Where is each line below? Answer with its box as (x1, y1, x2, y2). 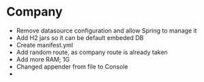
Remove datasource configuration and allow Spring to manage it (16, 26, 197, 35)
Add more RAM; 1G (16, 55, 70, 63)
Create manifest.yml (16, 41, 74, 49)
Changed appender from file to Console (16, 62, 128, 70)
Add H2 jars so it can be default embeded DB (16, 33, 144, 41)
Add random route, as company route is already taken (16, 48, 168, 56)
